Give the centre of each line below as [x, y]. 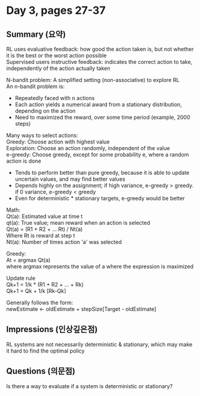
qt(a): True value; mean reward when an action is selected [78, 223]
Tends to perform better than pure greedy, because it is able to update [102, 173]
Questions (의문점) [41, 371]
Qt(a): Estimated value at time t [44, 216]
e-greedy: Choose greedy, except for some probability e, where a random [98, 155]
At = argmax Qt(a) [29, 260]
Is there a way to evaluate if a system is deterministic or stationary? [89, 386]
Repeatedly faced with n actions [55, 98]
